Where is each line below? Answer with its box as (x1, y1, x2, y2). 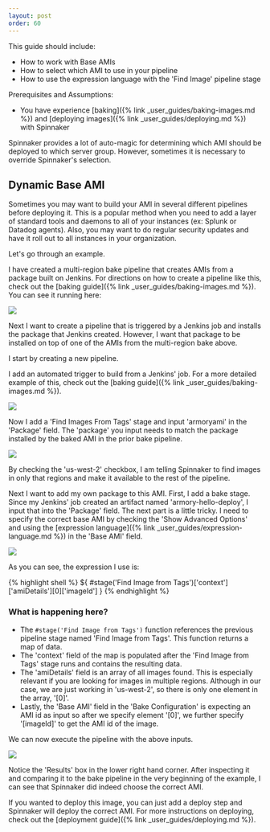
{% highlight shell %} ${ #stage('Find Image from (8, 578, 172, 588)
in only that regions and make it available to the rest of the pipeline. (8, 473, 231, 483)
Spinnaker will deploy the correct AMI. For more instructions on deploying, (8, 805, 255, 816)
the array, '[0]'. (19, 693, 70, 703)
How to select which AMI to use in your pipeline (19, 65, 178, 75)
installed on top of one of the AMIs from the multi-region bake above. (8, 338, 238, 348)
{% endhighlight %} (104, 586, 170, 596)
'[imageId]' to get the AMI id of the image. (19, 719, 159, 728)
